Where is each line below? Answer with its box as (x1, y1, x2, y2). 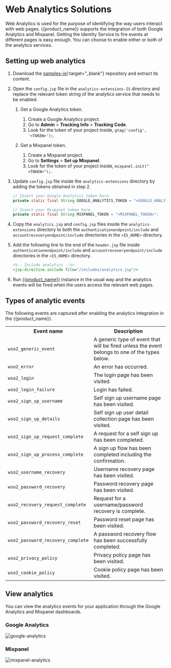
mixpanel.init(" (114, 164, 149, 169)
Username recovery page (93, 466, 155, 473)
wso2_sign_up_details (8, 416, 60, 422)
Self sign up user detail (93, 409, 149, 416)
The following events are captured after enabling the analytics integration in (5, 310, 164, 316)
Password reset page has (93, 515, 154, 522)
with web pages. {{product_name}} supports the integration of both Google (5, 25, 163, 32)
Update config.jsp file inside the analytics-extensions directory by (12, 178, 155, 184)
